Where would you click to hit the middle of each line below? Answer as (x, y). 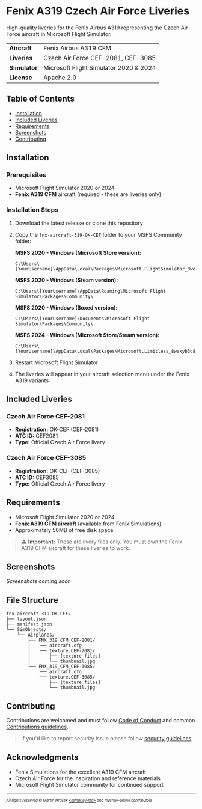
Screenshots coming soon (38, 581)
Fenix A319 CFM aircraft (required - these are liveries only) (88, 194)
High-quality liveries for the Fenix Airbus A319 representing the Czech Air (97, 28)
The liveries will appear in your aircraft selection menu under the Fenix (102, 374)
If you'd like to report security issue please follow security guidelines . (107, 738)
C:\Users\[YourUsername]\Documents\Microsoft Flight (82, 319)
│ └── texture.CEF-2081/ (62, 651)
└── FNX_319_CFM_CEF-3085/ (62, 667)
